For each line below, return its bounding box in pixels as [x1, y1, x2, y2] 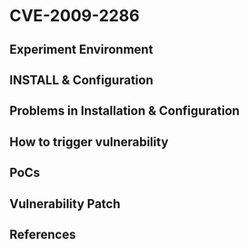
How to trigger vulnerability [9, 134, 169, 150]
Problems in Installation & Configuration [9, 104, 241, 119]
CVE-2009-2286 [9, 5, 140, 26]
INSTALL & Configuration [9, 72, 154, 87]
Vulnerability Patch [9, 196, 121, 212]
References [9, 226, 76, 242]
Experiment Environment [9, 42, 154, 57]
